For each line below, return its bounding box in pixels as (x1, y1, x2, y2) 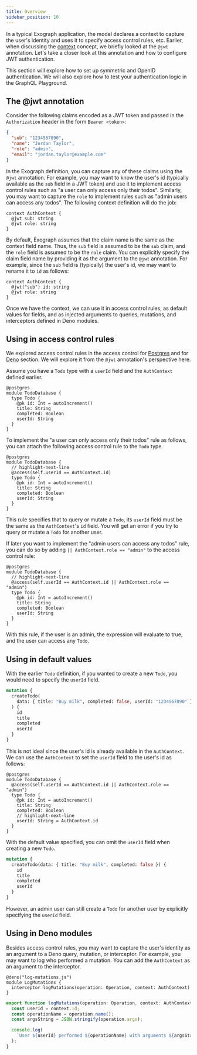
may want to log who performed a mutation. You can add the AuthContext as (6, 957, 191, 964)
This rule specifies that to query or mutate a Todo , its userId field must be (6, 516, 183, 523)
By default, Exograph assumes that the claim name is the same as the (6, 236, 174, 243)
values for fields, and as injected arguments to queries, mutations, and (6, 310, 176, 318)
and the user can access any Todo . (6, 637, 90, 644)
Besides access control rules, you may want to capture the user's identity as (6, 944, 191, 951)
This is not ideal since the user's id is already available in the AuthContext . (6, 748, 185, 755)
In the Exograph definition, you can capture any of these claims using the (6, 167, 183, 174)
